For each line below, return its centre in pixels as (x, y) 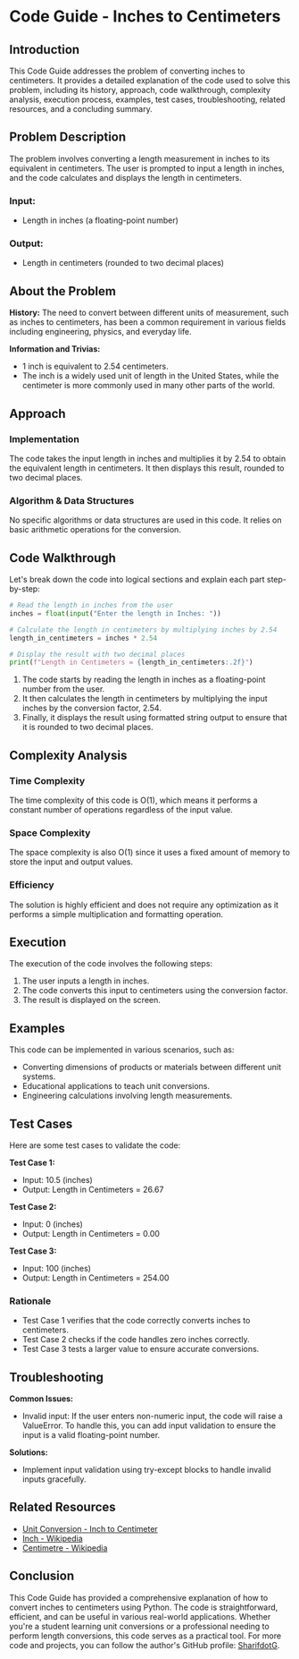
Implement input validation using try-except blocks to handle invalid (146, 1470)
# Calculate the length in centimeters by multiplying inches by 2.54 (143, 630)
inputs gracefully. (54, 1479)
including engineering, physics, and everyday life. (100, 332)
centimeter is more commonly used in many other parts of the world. (148, 386)
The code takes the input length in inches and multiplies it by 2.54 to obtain (148, 458)
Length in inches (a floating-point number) (100, 220)
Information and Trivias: (55, 349)
